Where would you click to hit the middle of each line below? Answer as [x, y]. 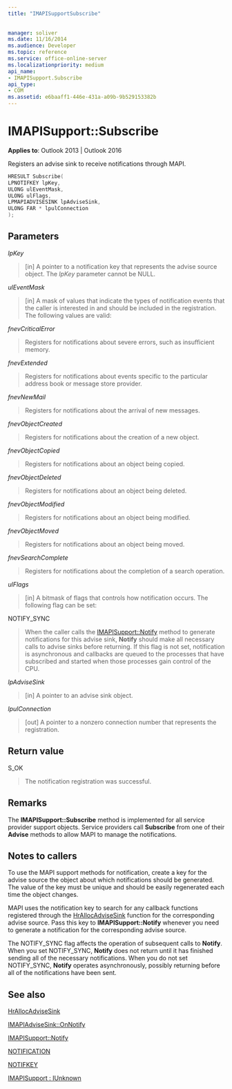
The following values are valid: [68, 315]
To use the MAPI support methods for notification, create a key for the [107, 873]
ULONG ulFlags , [30, 196]
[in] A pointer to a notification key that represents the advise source [121, 266]
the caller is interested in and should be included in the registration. [120, 307]
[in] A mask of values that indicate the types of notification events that [125, 301]
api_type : [22, 84]
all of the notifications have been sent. [62, 973]
